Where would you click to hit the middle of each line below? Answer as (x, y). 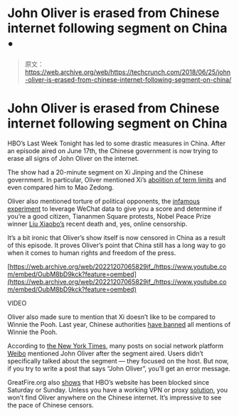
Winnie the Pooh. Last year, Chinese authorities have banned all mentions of (119, 324)
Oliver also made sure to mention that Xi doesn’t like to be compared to (111, 317)
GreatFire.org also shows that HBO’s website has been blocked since (108, 382)
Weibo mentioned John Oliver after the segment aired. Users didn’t (106, 353)
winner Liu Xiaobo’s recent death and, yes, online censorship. (97, 224)
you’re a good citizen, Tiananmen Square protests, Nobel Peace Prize (109, 216)
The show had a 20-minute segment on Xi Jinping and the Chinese (106, 172)
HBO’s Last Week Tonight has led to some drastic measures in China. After (117, 143)
